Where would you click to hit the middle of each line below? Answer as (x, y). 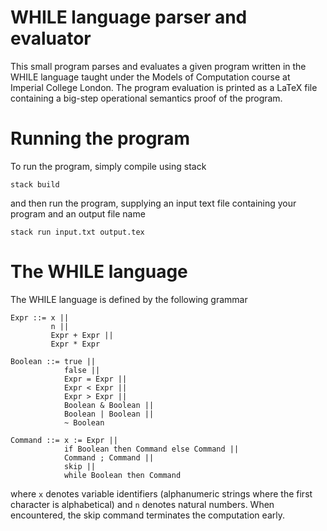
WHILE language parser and (129, 17)
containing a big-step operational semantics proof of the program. (146, 98)
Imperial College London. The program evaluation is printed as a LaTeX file (164, 87)
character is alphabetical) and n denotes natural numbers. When (142, 504)
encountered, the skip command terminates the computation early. (147, 515)
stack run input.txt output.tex (77, 232)
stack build (35, 184)
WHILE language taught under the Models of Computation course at (150, 77)
